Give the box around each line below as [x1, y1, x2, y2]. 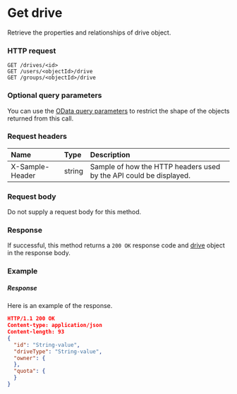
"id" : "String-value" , [13, 341, 80, 348]
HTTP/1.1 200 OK [7, 315, 55, 322]
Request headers [7, 132, 68, 142]
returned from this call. [7, 114, 74, 123]
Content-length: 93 [7, 328, 65, 335]
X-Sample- [11, 161, 50, 171]
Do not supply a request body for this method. [7, 208, 142, 216]
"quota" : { [13, 368, 46, 375]
